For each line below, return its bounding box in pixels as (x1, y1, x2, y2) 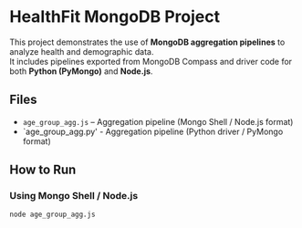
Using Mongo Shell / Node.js (9, 190, 139, 202)
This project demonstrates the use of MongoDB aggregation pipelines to (9, 36, 286, 47)
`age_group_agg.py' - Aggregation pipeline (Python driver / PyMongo (22, 126, 284, 137)
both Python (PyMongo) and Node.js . (9, 66, 153, 77)
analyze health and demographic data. (9, 46, 154, 57)
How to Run (9, 162, 77, 178)
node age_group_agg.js (9, 210, 96, 220)
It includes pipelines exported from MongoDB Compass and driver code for (9, 56, 293, 67)
